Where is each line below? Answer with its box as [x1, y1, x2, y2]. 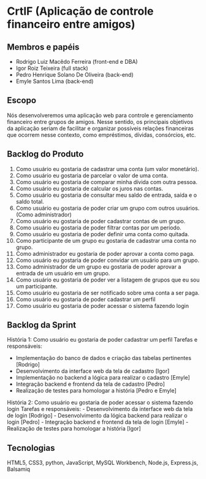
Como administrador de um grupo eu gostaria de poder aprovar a [15, 262, 181, 270]
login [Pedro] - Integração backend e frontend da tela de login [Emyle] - [7, 418, 189, 426]
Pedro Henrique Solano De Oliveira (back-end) [15, 71, 134, 78]
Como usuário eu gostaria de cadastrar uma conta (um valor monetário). [15, 165, 199, 172]
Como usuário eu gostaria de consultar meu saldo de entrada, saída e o [15, 191, 197, 199]
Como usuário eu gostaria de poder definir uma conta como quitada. [15, 230, 189, 237]
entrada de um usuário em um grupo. [15, 269, 110, 277]
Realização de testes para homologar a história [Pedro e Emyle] [15, 387, 177, 394]
